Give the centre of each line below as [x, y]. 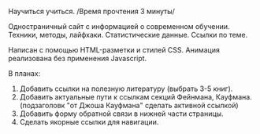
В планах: [24, 73]
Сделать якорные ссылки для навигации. [89, 122]
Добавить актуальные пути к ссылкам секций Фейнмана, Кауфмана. [136, 97]
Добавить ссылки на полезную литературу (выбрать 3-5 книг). [126, 89]
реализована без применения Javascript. [78, 58]
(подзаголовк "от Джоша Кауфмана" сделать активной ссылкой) [129, 105]
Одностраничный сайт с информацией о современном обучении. [119, 26]
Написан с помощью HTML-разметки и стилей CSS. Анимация [114, 50]
